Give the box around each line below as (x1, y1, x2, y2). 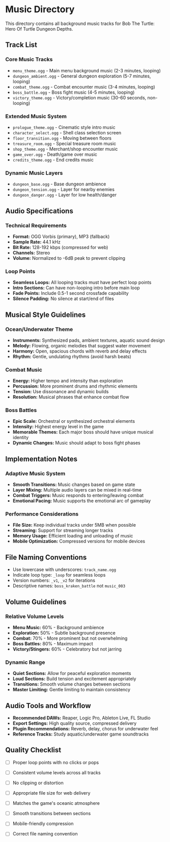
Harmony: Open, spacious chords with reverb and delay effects (12, 348, 147, 354)
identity (12, 434, 29, 441)
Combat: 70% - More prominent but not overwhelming (12, 635, 128, 641)
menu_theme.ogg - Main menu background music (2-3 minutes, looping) (12, 67, 161, 73)
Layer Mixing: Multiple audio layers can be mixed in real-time (12, 487, 142, 493)
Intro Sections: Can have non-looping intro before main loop (12, 285, 140, 291)
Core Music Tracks (5, 56, 53, 63)
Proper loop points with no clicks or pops (12, 759, 99, 765)
